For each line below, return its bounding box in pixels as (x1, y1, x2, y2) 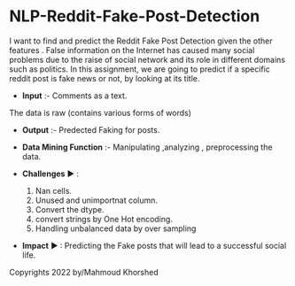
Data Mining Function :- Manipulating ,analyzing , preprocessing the (21, 142, 273, 152)
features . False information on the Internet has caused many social (9, 44, 255, 55)
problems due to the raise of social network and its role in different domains (9, 54, 286, 65)
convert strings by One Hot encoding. (35, 213, 173, 224)
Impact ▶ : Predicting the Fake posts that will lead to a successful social (21, 240, 287, 251)
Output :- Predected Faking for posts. (21, 124, 160, 135)
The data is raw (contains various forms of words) (9, 107, 192, 118)
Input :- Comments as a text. (21, 90, 128, 101)
